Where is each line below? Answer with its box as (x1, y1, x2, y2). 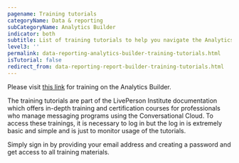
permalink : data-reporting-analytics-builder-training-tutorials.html (7, 50, 221, 57)
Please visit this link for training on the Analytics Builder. (7, 82, 172, 91)
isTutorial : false (7, 57, 62, 64)
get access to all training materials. (7, 147, 110, 156)
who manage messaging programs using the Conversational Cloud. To (7, 111, 213, 120)
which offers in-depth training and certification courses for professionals (7, 103, 221, 112)
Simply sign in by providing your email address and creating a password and (7, 140, 231, 149)
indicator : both (7, 30, 55, 38)
